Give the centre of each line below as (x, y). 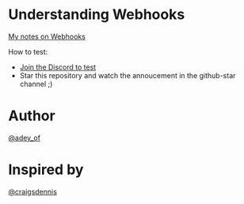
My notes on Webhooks (47, 36)
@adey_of (25, 138)
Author (32, 116)
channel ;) (36, 84)
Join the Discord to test (58, 67)
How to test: (28, 51)
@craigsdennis (33, 191)
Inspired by (46, 170)
